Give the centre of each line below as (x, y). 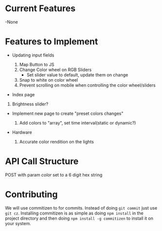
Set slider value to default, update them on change (77, 75)
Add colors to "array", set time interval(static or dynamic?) (78, 123)
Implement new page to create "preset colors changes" (68, 113)
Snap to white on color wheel (49, 80)
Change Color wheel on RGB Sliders (55, 70)
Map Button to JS (37, 64)
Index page (23, 94)
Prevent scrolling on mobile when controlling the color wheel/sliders (87, 85)
